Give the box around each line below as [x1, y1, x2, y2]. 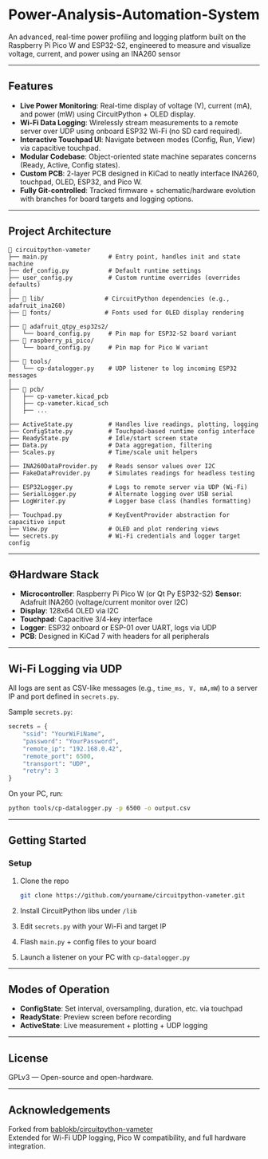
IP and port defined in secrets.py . [8, 692, 120, 701]
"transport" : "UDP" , [22, 759, 91, 767]
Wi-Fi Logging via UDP [8, 662, 123, 676]
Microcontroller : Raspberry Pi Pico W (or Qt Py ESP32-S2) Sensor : [19, 589, 242, 599]
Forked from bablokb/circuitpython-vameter [8, 1125, 153, 1134]
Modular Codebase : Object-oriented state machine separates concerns [19, 152, 257, 161]
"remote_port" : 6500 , [22, 752, 94, 760]
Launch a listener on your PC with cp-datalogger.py [19, 952, 190, 962]
